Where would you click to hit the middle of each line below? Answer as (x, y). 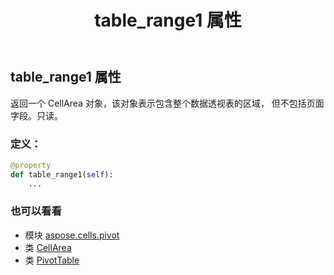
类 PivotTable (52, 260)
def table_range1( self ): (62, 174)
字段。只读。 (36, 115)
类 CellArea (48, 247)
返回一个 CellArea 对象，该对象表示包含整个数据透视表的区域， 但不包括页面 (167, 103)
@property (31, 165)
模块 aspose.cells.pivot (72, 235)
